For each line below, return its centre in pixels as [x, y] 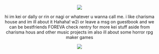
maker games [79, 37]
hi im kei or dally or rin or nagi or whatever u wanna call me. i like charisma [79, 17]
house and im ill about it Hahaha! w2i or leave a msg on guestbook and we [79, 22]
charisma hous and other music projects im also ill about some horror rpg [79, 32]
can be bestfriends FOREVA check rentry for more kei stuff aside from [79, 27]
